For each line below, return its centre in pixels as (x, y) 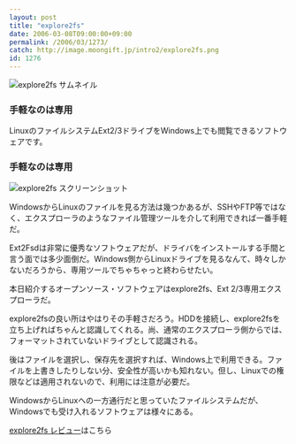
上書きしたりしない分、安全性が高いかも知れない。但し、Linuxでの (154, 370)
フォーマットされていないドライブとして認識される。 (106, 341)
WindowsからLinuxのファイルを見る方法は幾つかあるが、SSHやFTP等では (144, 207)
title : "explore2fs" (47, 26)
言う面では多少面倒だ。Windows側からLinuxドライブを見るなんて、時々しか (148, 258)
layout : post (33, 17)
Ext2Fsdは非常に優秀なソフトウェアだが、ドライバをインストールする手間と (148, 248)
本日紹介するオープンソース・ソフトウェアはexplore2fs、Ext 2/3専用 (134, 288)
